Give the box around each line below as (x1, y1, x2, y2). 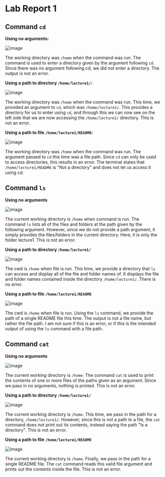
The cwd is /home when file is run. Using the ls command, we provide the (5, 310, 154, 316)
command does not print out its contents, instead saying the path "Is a (5, 422, 148, 428)
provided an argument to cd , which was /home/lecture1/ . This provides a (5, 104, 153, 110)
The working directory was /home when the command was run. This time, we (5, 99, 160, 105)
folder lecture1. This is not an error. (5, 237, 76, 243)
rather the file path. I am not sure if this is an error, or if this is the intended (5, 320, 156, 326)
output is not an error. (5, 70, 49, 76)
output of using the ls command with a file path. (5, 326, 103, 332)
